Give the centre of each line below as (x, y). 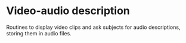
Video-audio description (68, 11)
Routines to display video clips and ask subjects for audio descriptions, (93, 27)
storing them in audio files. (39, 33)
